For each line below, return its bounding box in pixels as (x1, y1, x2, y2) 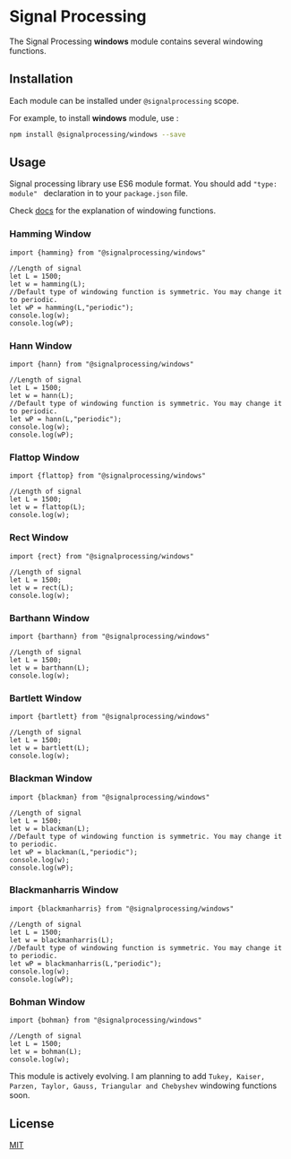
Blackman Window (9, 773, 92, 785)
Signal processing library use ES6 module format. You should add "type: (9, 178, 278, 189)
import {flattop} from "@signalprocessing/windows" (9, 471, 206, 480)
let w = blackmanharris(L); (9, 935, 115, 945)
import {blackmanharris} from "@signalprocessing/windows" (9, 904, 235, 913)
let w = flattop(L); (9, 503, 87, 512)
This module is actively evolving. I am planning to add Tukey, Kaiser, (9, 1071, 266, 1082)
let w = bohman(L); (9, 1047, 82, 1057)
